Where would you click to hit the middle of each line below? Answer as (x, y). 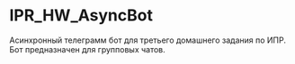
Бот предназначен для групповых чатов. (88, 49)
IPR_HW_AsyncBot (81, 16)
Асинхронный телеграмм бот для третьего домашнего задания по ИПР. (147, 40)
